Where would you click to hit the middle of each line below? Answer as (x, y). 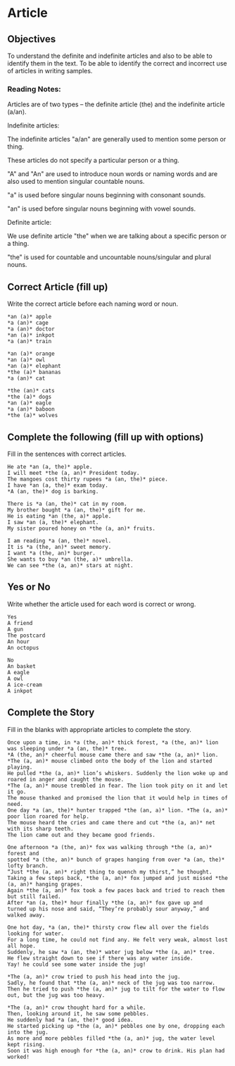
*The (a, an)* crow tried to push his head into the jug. (94, 977)
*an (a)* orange (31, 354)
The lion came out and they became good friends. (82, 835)
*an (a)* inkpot (31, 335)
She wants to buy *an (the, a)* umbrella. (70, 559)
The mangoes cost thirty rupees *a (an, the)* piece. (88, 479)
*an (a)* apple (30, 317)
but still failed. (34, 896)
